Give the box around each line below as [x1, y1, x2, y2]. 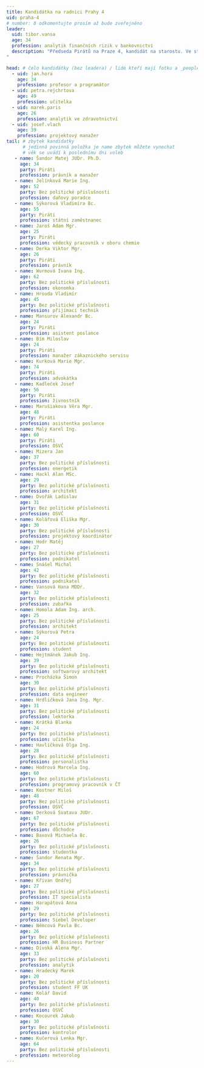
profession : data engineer [19, 691, 88, 697]
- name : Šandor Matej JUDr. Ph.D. [14, 155, 102, 161]
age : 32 [19, 590, 39, 596]
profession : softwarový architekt [19, 669, 107, 675]
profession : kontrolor [19, 1030, 78, 1036]
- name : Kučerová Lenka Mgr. [14, 1035, 88, 1041]
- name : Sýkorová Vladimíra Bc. [14, 200, 97, 206]
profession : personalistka [19, 759, 88, 765]
